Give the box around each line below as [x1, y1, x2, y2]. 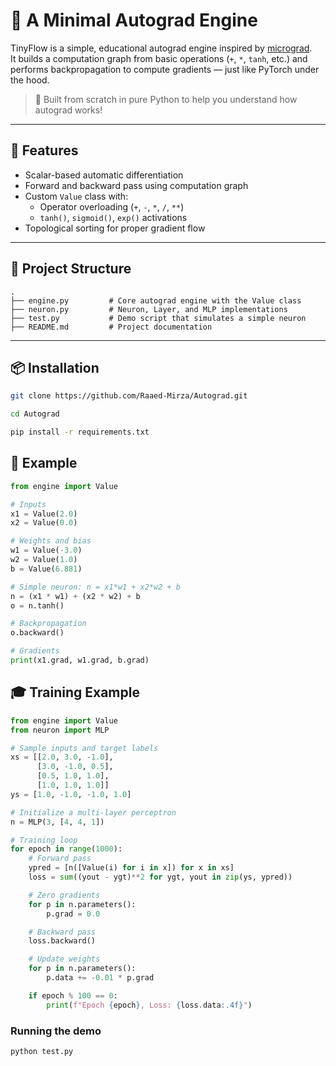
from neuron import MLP [10, 725, 110, 735]
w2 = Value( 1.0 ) [10, 555, 78, 565]
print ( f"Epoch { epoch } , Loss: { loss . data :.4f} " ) [46, 1000, 253, 1010]
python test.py [10, 1046, 74, 1056]
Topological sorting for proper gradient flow [24, 222, 206, 234]
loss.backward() [28, 936, 97, 946]
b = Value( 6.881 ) [10, 564, 83, 574]
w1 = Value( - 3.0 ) [10, 545, 83, 556]
